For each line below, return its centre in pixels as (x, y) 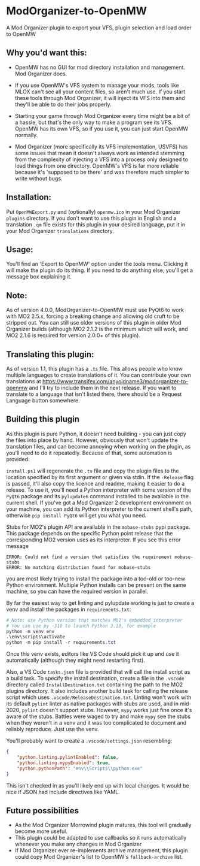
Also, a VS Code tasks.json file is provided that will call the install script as (98, 672)
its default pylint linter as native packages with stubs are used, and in (93, 704)
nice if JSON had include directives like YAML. (63, 792)
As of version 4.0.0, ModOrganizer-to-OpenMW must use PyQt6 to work (95, 310)
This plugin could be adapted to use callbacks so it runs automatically (101, 838)
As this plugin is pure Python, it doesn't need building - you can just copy (96, 434)
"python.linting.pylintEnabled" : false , (68, 758)
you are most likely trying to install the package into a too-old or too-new (96, 579)
